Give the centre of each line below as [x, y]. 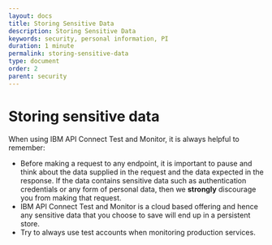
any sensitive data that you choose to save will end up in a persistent [135, 215]
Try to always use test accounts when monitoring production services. [138, 232]
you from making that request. [71, 198]
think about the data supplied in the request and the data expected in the [142, 172]
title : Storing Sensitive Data [61, 24]
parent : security [38, 76]
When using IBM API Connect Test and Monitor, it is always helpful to [124, 139]
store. [30, 223]
